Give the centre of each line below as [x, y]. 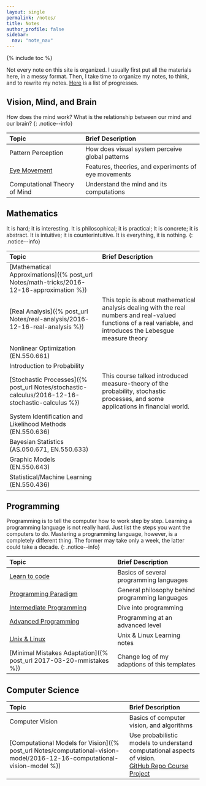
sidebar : [17, 35]
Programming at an [145, 618]
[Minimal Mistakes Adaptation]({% [59, 653]
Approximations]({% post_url [51, 275]
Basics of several [142, 573]
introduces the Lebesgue [138, 330]
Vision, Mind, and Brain [51, 102]
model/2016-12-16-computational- [64, 758]
